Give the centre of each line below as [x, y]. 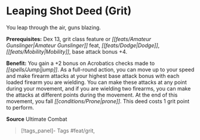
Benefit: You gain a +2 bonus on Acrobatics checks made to [81, 63]
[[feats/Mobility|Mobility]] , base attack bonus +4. [67, 51]
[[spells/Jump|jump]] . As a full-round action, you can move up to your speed [100, 69]
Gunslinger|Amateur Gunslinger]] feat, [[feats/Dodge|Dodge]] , [83, 45]
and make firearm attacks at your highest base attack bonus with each [93, 76]
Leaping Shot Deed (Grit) [69, 11]
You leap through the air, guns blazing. [54, 27]
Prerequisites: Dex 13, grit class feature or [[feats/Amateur [79, 39]
